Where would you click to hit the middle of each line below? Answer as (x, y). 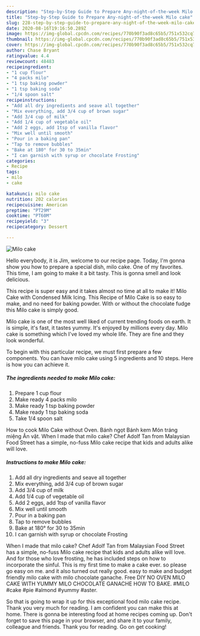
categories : (21, 161)
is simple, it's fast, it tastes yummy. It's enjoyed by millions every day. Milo (97, 328)
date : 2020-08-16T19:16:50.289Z (46, 28)
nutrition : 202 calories (37, 199)
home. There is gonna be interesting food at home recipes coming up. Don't (99, 614)
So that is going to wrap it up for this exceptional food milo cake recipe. (93, 602)
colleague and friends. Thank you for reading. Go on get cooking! (86, 626)
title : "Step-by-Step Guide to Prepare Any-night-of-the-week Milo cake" (100, 17)
